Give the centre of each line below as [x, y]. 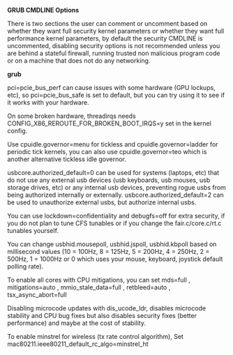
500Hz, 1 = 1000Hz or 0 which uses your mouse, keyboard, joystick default [115, 259]
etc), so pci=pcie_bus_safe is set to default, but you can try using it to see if [116, 95]
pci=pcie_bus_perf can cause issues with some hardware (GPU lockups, [112, 88]
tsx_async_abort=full [37, 295]
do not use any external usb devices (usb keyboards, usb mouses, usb [109, 180]
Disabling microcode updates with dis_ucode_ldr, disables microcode [107, 308]
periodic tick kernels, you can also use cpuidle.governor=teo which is [107, 152]
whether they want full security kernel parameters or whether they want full [116, 31]
